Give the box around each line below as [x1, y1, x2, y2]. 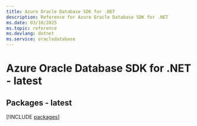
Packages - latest [6, 98, 72, 108]
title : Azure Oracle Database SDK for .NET [6, 8, 116, 15]
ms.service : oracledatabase [6, 36, 76, 42]
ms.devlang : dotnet [6, 31, 55, 37]
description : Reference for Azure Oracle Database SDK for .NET [6, 14, 169, 20]
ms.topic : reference [6, 25, 58, 31]
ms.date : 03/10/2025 [6, 20, 58, 25]
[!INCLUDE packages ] [6, 114, 60, 120]
